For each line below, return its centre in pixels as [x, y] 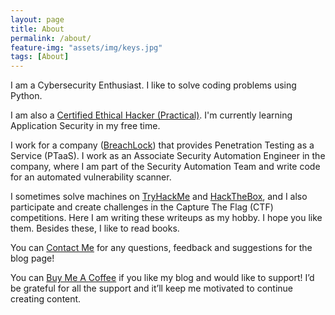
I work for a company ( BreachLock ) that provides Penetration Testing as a [162, 145]
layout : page [37, 19]
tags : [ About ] [40, 57]
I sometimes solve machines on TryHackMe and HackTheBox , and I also [159, 197]
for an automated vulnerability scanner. [91, 177]
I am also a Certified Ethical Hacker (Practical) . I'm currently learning [151, 115]
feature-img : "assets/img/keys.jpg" [86, 47]
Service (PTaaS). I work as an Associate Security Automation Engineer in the [168, 156]
